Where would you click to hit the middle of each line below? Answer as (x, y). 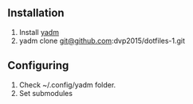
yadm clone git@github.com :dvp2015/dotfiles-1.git (102, 40)
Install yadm (39, 32)
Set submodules (46, 93)
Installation (36, 13)
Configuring (38, 65)
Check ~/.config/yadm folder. (67, 85)
